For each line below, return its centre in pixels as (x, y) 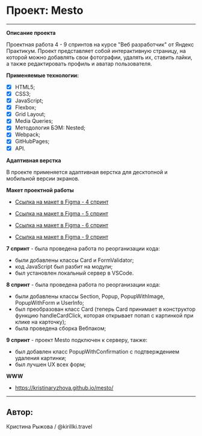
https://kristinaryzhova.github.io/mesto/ (64, 388)
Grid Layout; (30, 114)
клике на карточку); (40, 322)
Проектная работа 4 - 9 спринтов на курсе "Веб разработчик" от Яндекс (100, 44)
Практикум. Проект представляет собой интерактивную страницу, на (96, 51)
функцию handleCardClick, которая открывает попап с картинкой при (104, 315)
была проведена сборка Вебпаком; (60, 328)
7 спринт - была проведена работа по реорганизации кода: (83, 248)
